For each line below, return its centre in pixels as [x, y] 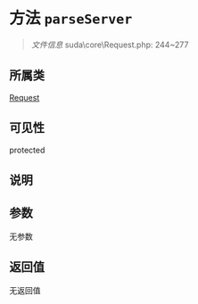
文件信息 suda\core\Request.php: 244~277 [110, 45]
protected [27, 150]
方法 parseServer [71, 18]
